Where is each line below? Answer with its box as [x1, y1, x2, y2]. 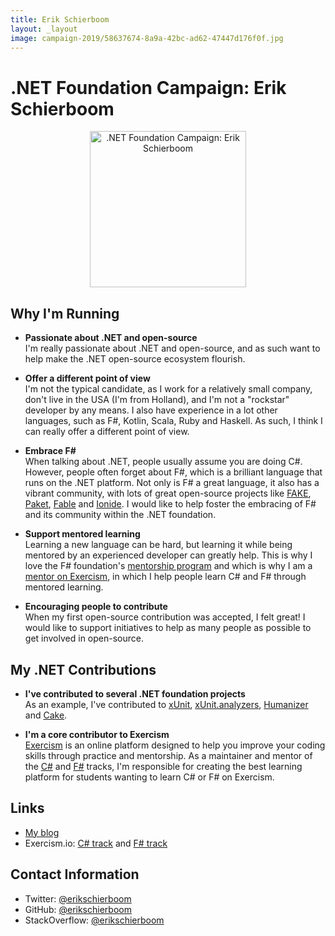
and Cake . [24, 709, 68, 721]
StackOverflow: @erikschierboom [24, 914, 165, 926]
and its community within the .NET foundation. [24, 509, 217, 521]
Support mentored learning [24, 528, 141, 540]
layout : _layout [10, 24, 78, 34]
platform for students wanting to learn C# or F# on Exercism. [24, 771, 275, 783]
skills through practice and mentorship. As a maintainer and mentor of [24, 749, 313, 761]
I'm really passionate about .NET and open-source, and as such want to [24, 342, 321, 355]
